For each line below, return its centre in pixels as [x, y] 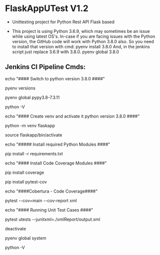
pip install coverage [25, 172]
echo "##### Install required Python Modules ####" [58, 144]
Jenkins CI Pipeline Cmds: [45, 67]
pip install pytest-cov [26, 181]
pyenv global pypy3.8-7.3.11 [32, 97]
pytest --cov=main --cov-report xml [41, 200]
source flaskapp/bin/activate [34, 135]
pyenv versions [20, 88]
